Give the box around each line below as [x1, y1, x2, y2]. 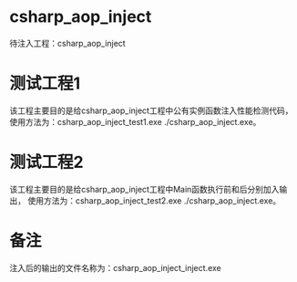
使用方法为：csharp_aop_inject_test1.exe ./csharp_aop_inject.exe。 [9, 116, 261, 127]
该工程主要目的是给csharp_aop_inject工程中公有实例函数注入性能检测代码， [9, 105, 293, 116]
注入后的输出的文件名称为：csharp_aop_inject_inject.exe [9, 262, 221, 273]
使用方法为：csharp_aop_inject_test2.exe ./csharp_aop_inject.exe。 [26, 194, 282, 206]
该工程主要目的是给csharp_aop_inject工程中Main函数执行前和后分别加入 [9, 183, 280, 194]
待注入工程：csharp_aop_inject [9, 37, 126, 48]
